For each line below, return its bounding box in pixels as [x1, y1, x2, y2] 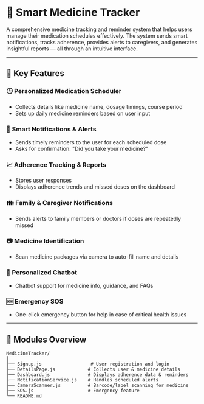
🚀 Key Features [6, 68, 65, 78]
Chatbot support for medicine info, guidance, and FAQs [15, 282, 154, 290]
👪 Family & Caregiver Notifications [6, 199, 114, 207]
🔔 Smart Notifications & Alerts [6, 125, 97, 133]
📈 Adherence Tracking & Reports [6, 161, 107, 169]
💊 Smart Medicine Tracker [6, 5, 140, 19]
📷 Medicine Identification [6, 237, 84, 245]
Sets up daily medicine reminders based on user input [15, 110, 151, 117]
